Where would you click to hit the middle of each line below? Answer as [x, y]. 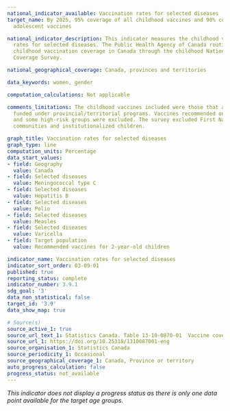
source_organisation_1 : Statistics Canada [68, 348]
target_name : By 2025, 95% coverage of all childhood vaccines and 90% [111, 20]
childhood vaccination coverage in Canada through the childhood [108, 51]
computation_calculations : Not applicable [68, 95]
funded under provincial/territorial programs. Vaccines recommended [114, 114]
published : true [30, 272]
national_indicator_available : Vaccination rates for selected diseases [113, 13]
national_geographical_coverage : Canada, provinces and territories [107, 70]
